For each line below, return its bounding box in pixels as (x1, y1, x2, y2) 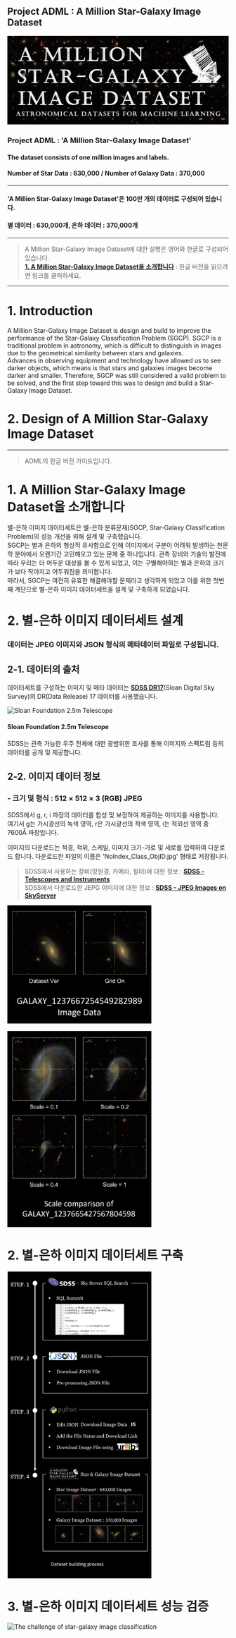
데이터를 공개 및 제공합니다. (7, 747, 83, 757)
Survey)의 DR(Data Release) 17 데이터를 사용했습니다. (7, 692, 158, 701)
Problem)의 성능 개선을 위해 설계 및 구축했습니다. (7, 532, 143, 541)
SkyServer (24, 891, 57, 900)
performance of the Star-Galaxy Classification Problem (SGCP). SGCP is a (7, 334, 221, 342)
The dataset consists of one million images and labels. (7, 153, 170, 161)
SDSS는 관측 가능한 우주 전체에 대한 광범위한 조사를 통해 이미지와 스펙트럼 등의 (7, 739, 224, 747)
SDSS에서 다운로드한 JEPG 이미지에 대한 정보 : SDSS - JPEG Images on (24, 884, 227, 892)
